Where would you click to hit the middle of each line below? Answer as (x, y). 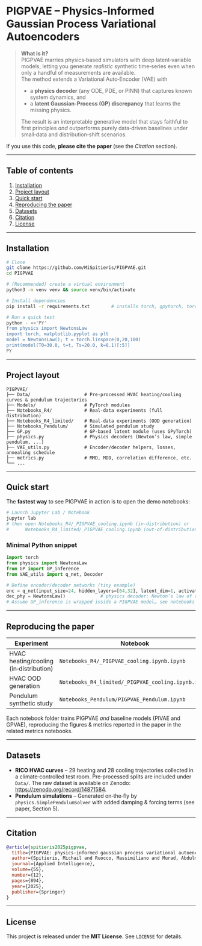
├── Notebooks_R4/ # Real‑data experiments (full (84, 410)
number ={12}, (28, 875)
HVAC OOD (25, 678)
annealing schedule (31, 453)
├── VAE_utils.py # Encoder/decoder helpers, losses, (91, 447)
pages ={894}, (28, 881)
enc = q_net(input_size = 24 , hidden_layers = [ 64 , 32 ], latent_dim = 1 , (91, 591)
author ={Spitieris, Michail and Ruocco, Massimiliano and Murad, (95, 858)
